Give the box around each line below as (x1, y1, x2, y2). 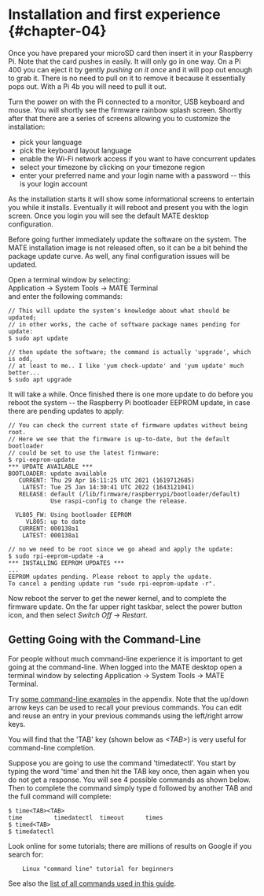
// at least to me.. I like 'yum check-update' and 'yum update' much (8, 362, 244, 370)
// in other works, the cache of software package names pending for (8, 320, 241, 328)
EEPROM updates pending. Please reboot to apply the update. (8, 573, 213, 581)
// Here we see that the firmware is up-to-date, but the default (8, 435, 230, 443)
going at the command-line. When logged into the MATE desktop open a (8, 662, 243, 672)
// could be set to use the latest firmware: (8, 448, 159, 457)
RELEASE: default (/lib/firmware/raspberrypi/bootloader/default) (18, 490, 241, 498)
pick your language (19, 137, 82, 146)
